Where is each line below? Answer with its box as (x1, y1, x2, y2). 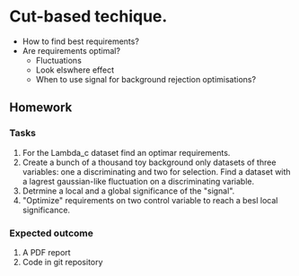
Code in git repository (22, 256, 103, 267)
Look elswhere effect (35, 65, 115, 75)
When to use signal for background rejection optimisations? (35, 73, 257, 84)
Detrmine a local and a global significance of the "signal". (22, 185, 235, 196)
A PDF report (22, 246, 71, 257)
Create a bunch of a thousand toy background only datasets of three (22, 157, 277, 168)
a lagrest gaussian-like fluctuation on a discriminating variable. (22, 176, 254, 186)
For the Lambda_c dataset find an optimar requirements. (22, 147, 231, 158)
